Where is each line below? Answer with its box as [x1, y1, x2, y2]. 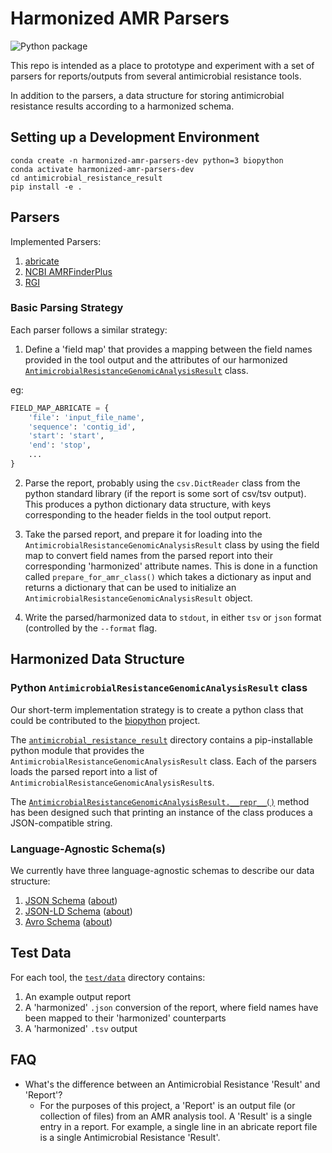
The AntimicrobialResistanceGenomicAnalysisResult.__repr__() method [10, 795, 310, 807]
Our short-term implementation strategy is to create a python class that [10, 703, 304, 716]
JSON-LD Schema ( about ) [24, 905, 133, 917]
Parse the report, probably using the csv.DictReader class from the [24, 477, 301, 489]
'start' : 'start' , [28, 431, 105, 441]
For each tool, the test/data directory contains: [10, 971, 206, 983]
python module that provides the [10, 744, 145, 756]
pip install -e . [10, 182, 83, 192]
